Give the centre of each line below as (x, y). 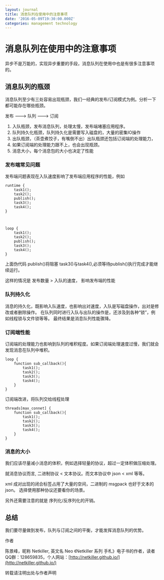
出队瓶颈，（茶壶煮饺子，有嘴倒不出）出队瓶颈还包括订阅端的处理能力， (84, 139)
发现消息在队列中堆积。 (29, 350)
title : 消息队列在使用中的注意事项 (36, 14)
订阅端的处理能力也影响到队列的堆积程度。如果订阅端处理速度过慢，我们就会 (82, 344)
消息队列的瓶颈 (28, 87)
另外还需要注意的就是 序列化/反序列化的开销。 (51, 501)
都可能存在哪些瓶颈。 (26, 105)
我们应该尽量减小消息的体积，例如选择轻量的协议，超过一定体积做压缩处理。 (82, 463)
